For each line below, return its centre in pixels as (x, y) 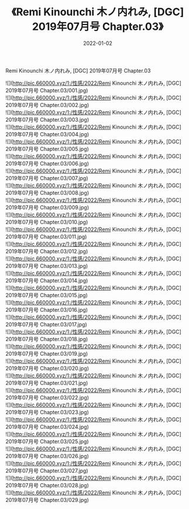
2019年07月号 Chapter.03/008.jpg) (47, 192)
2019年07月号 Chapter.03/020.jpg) (47, 368)
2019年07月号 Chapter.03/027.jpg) (47, 470)
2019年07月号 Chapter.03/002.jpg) (47, 105)
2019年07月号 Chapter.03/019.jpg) (47, 353)
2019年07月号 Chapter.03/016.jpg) (47, 309)
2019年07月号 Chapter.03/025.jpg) (47, 441)
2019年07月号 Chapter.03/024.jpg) (47, 427)
